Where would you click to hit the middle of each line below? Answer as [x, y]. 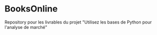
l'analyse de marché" [26, 27]
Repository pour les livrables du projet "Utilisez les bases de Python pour [78, 22]
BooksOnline [31, 9]
